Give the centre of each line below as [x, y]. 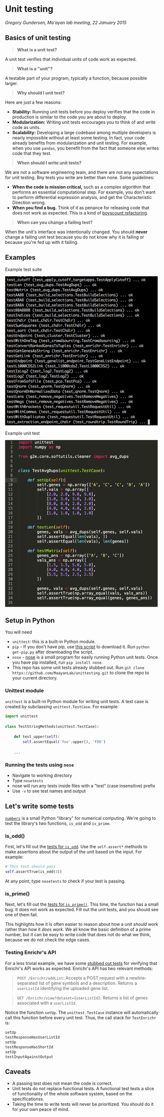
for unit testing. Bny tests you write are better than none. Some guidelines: [80, 177]
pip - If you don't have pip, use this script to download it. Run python [81, 647]
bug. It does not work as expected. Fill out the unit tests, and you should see [82, 910]
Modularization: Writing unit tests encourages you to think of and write [84, 122]
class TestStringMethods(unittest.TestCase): [52, 726]
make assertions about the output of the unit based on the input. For [74, 852]
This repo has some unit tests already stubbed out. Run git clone [78, 668]
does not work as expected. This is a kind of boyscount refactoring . [80, 213]
